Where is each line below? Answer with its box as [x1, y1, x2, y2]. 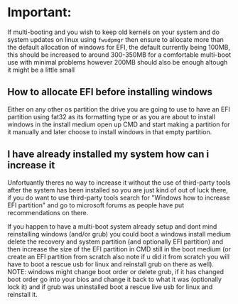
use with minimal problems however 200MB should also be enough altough [7, 58, 228, 66]
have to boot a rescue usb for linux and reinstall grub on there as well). [7, 260, 215, 268]
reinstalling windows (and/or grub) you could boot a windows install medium [7, 229, 231, 238]
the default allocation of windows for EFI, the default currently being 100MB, [7, 43, 231, 51]
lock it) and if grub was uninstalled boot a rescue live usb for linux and [7, 282, 213, 291]
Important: [7, 4, 72, 21]
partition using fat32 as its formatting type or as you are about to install [7, 112, 215, 121]
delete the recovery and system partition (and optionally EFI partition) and [7, 237, 224, 246]
